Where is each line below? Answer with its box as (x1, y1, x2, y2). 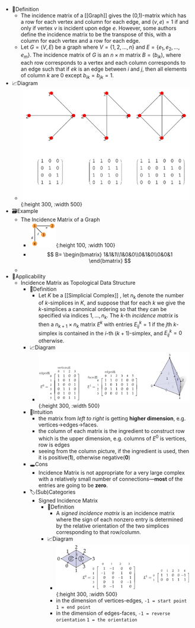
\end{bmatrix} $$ (88, 257, 132, 264)
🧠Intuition (29, 408, 53, 416)
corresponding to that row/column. (56, 528, 141, 535)
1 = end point (56, 604, 91, 610)
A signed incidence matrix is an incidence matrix (56, 509, 175, 517)
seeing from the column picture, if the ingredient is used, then (38, 447, 190, 454)
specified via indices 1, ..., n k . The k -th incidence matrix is (38, 312, 179, 321)
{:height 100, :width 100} (56, 241, 116, 249)
